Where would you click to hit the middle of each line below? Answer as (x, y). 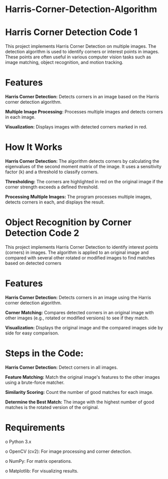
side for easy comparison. (32, 333)
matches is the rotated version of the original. (52, 407)
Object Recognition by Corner (68, 222)
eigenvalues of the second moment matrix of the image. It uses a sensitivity (83, 166)
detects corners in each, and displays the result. (55, 202)
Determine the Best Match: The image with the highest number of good (80, 402)
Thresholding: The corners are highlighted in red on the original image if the (84, 182)
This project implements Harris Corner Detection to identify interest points (82, 247)
